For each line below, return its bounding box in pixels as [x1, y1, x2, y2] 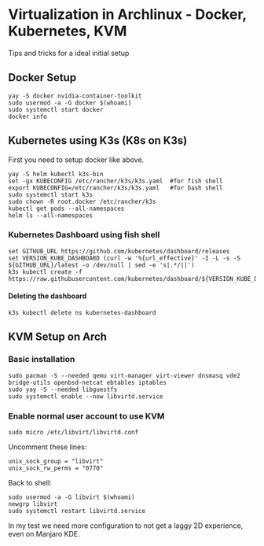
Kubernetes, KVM [8, 22, 127, 40]
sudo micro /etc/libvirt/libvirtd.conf [8, 429, 139, 437]
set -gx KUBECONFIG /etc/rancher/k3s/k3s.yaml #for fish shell [8, 177, 223, 185]
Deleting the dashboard [8, 291, 87, 301]
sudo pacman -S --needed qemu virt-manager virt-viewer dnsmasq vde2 [8, 371, 241, 379]
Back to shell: [8, 478, 53, 488]
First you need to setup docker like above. [8, 155, 145, 164]
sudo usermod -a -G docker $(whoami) [8, 98, 132, 107]
